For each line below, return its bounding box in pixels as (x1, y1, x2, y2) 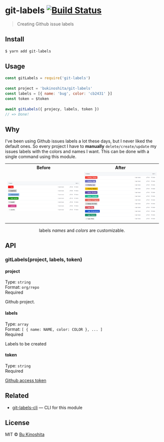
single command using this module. (5, 154, 77, 160)
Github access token (5, 377, 46, 383)
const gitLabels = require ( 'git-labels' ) (5, 76, 91, 80)
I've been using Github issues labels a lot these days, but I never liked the (5, 138, 153, 144)
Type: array (5, 321, 29, 327)
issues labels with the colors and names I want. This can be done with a (5, 149, 150, 155)
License (5, 419, 30, 427)
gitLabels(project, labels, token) (5, 256, 82, 263)
